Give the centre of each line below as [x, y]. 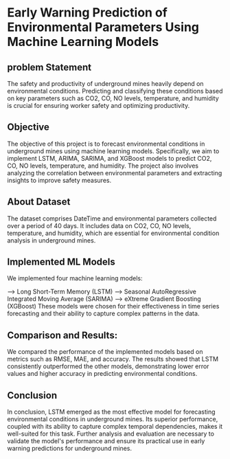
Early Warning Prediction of [88, 13]
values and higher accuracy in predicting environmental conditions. [102, 374]
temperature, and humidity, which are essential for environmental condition [113, 233]
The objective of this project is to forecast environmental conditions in [106, 144]
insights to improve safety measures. [59, 180]
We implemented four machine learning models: [75, 278]
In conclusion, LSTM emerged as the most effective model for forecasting [111, 412]
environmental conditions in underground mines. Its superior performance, [113, 419]
